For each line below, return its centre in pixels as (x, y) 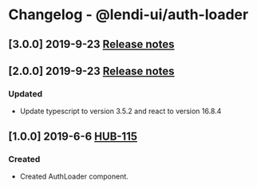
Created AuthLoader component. (74, 176)
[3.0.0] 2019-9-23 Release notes (91, 44)
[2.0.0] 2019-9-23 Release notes (91, 71)
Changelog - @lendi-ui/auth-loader (128, 15)
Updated (25, 93)
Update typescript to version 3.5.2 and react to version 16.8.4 (121, 111)
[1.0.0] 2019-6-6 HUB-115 (73, 136)
